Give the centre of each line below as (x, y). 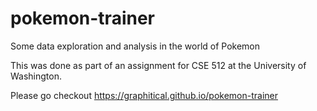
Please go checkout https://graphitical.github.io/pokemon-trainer (144, 95)
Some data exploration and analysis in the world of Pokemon (135, 46)
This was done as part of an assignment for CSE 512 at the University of (158, 65)
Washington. (36, 76)
